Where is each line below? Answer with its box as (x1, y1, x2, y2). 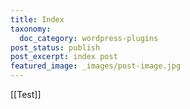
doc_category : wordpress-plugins (19, 33, 159, 43)
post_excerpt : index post (10, 52, 118, 62)
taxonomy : (10, 24, 52, 34)
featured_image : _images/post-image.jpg (10, 61, 182, 71)
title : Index (10, 14, 65, 25)
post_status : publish (10, 42, 101, 53)
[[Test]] (10, 89, 42, 100)
